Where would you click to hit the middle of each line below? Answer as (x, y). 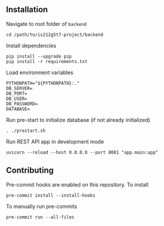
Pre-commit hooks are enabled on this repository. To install (77, 184)
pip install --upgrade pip (39, 56)
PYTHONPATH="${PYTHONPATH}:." (43, 83)
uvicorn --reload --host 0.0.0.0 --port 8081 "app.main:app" (82, 152)
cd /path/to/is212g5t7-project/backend (55, 35)
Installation (27, 10)
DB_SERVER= (19, 88)
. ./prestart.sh (26, 131)
